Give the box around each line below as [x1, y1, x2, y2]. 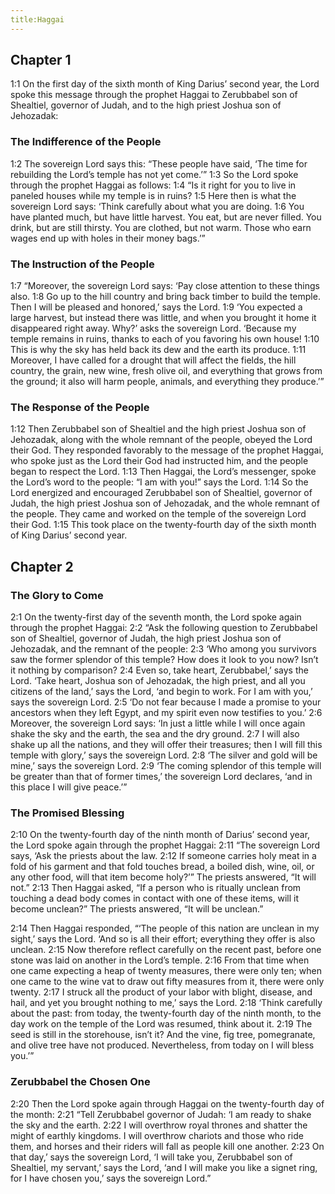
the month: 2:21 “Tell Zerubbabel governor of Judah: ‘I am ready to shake [10, 1108, 312, 1120]
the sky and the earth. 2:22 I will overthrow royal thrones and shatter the [10, 1119, 308, 1131]
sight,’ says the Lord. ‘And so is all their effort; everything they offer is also [10, 933, 316, 945]
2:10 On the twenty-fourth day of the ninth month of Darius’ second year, [10, 829, 311, 841]
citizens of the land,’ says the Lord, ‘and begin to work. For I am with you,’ [10, 686, 313, 698]
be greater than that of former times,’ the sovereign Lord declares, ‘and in [10, 771, 313, 783]
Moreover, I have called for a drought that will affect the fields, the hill [10, 354, 297, 366]
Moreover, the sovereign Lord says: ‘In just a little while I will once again [10, 717, 306, 730]
